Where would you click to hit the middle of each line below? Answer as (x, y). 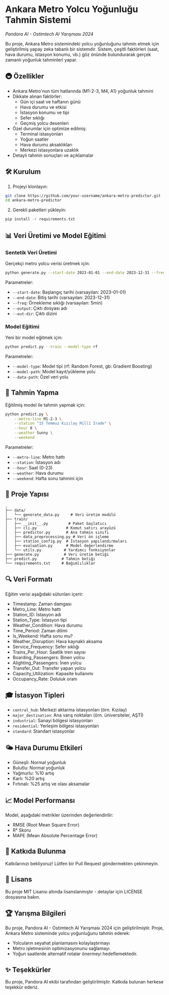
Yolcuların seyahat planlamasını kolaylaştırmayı (61, 943)
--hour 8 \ (26, 428)
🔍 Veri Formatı (29, 579)
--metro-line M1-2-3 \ (38, 419)
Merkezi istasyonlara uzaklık (49, 150)
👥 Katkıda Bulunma (36, 852)
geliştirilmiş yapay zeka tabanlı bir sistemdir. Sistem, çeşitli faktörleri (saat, (82, 49)
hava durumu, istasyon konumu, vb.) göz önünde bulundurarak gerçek (78, 54)
